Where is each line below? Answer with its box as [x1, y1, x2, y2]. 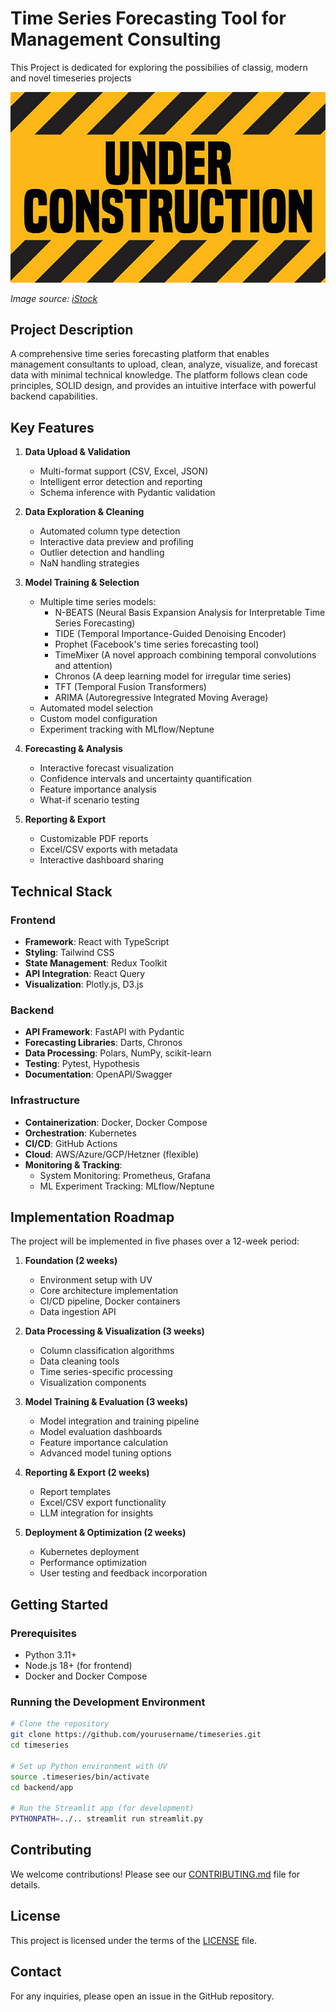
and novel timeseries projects [10, 72, 132, 84]
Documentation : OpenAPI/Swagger [24, 1068, 173, 1081]
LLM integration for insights [39, 1507, 154, 1519]
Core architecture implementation [39, 1285, 179, 1297]
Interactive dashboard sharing [39, 854, 164, 866]
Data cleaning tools [39, 1355, 120, 1367]
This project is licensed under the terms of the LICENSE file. [10, 1934, 258, 1946]
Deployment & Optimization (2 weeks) [24, 1527, 187, 1539]
